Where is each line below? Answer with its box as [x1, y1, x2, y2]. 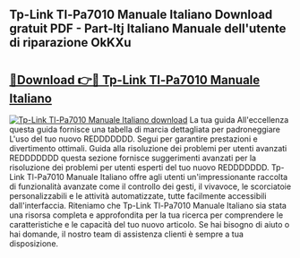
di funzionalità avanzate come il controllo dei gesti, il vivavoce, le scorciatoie [9, 181, 292, 192]
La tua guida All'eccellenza [189, 115, 289, 125]
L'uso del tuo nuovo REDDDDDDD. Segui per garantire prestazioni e [9, 133, 258, 144]
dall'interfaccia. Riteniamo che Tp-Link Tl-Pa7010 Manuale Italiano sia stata [9, 201, 287, 211]
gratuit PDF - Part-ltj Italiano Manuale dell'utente [9, 21, 287, 37]
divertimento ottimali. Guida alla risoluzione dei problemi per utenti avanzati [9, 143, 287, 153]
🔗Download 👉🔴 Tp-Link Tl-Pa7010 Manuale [9, 72, 261, 88]
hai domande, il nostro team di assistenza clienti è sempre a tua [9, 228, 244, 239]
